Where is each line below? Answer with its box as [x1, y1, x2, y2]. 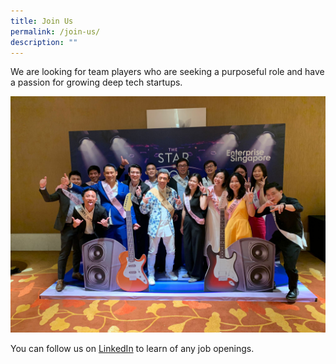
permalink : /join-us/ [10, 26, 101, 37]
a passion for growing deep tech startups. [10, 76, 183, 89]
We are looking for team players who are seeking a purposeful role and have [10, 66, 325, 78]
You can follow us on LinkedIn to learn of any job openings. [10, 343, 255, 355]
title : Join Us [10, 16, 74, 26]
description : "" [10, 37, 78, 47]
